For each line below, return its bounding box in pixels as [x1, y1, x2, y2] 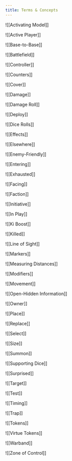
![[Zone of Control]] [5, 450, 46, 456]
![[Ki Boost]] [5, 220, 31, 227]
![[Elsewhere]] [5, 141, 35, 147]
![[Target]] [5, 380, 27, 386]
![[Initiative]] [5, 201, 31, 207]
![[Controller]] [5, 61, 34, 67]
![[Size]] [5, 340, 22, 346]
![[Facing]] [5, 181, 28, 187]
